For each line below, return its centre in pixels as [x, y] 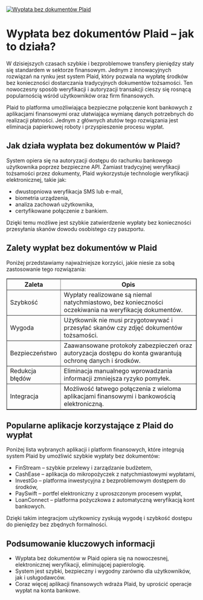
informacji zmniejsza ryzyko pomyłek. [117, 378]
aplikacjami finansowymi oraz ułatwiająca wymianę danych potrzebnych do [100, 114]
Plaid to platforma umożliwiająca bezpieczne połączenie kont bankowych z [99, 107]
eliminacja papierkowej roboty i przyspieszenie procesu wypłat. [85, 127]
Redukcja [23, 371]
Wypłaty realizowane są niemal [108, 295]
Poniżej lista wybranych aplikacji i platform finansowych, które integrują [95, 450]
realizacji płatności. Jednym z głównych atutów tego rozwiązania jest [92, 120]
